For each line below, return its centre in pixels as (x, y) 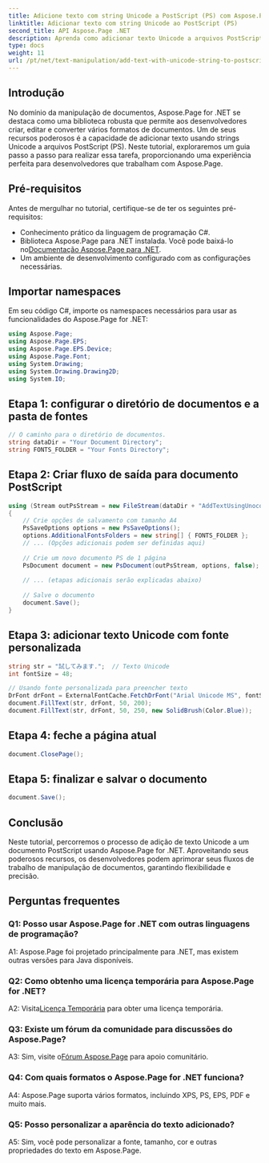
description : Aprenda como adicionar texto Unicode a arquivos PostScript (136, 38)
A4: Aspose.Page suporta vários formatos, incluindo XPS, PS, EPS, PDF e (129, 1095)
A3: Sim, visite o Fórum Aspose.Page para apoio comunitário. (108, 1057)
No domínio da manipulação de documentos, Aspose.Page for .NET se (124, 112)
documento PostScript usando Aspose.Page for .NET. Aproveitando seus (128, 851)
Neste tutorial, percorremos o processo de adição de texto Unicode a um (129, 842)
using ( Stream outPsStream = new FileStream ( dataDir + (102, 506)
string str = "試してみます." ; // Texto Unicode (89, 666)
